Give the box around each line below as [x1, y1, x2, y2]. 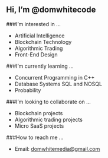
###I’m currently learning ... [6, 62, 74, 69]
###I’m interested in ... [6, 20, 61, 27]
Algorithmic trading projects [14, 116, 83, 123]
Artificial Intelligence [14, 32, 65, 39]
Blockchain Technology [14, 38, 72, 45]
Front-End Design [14, 50, 58, 58]
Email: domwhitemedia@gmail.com [14, 145, 100, 152]
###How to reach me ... [6, 134, 64, 141]
